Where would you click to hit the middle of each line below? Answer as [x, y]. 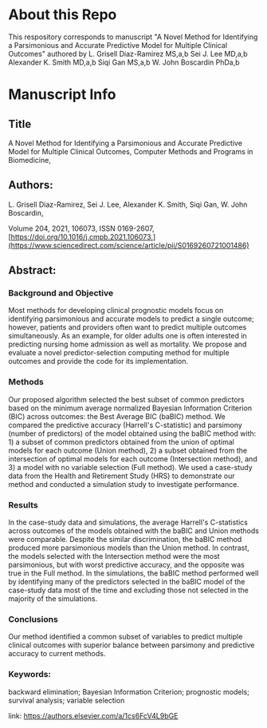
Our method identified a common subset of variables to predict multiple [126, 637]
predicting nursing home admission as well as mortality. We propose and [128, 344]
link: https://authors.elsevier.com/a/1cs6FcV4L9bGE [93, 715]
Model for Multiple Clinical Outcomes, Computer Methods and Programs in [131, 151]
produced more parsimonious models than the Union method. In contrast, [129, 548]
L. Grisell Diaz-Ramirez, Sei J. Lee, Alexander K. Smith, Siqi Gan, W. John [128, 204]
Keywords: [30, 675]
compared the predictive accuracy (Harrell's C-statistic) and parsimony [126, 425]
